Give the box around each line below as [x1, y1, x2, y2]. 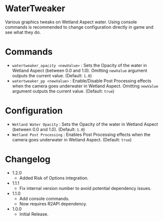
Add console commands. [19, 195, 70, 202]
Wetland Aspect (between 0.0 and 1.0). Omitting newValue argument [12, 68, 147, 73]
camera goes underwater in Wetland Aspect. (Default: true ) [12, 136, 132, 142]
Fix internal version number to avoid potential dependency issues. [19, 185, 152, 191]
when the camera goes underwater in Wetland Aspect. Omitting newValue [12, 83, 159, 89]
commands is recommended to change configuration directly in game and [5, 24, 154, 30]
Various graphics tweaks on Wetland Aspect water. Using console [5, 19, 137, 25]
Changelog [5, 154, 51, 165]
